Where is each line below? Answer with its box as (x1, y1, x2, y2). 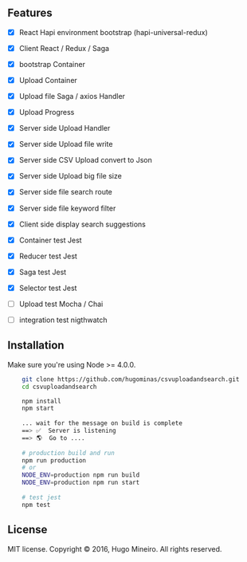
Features (7, 6, 53, 20)
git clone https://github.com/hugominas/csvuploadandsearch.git (22, 375, 240, 383)
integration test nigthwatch (18, 315, 108, 324)
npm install (22, 397, 61, 405)
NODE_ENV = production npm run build (22, 471, 140, 479)
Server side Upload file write (18, 140, 113, 149)
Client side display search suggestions (18, 219, 147, 229)
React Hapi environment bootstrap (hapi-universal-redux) (18, 27, 208, 37)
